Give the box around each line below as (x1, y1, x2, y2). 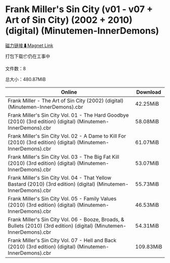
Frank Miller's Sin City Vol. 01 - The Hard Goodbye (8, 111, 129, 118)
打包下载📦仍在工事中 (5, 53, 51, 59)
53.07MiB (135, 159, 159, 166)
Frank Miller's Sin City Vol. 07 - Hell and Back (8, 237, 116, 244)
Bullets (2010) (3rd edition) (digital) (8, 222, 94, 229)
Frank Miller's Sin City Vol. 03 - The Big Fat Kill (8, 153, 119, 160)
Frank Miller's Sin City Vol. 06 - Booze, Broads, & (8, 216, 124, 223)
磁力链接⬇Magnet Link (5, 42, 54, 49)
